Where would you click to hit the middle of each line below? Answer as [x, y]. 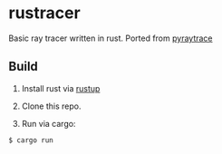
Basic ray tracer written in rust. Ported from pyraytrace [111, 38]
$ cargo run [31, 140]
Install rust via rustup [61, 88]
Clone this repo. [51, 106]
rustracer [44, 13]
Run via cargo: [48, 123]
